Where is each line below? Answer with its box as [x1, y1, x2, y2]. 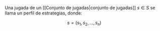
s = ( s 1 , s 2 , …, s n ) [67, 20, 102, 27]
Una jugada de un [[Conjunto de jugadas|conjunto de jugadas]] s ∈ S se [5, 5, 155, 10]
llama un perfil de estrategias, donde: [5, 10, 83, 16]
